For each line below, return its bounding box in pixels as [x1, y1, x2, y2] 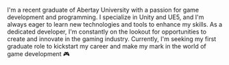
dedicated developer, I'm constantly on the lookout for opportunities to [7, 27, 207, 36]
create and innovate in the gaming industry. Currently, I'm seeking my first [7, 35, 217, 43]
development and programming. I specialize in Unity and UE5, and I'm [7, 13, 204, 21]
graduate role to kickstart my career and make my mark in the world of [7, 42, 207, 50]
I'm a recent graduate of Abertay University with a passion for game [7, 6, 200, 14]
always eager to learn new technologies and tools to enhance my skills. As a [7, 21, 223, 28]
